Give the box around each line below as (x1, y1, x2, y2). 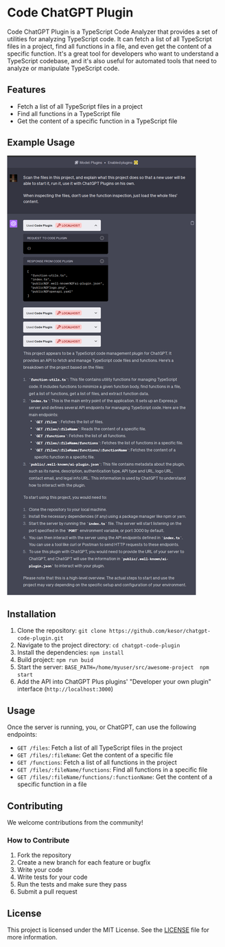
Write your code (16, 866, 63, 874)
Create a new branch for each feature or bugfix (16, 858, 151, 867)
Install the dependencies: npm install (16, 648, 124, 657)
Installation (7, 608, 56, 620)
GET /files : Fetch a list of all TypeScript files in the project (16, 744, 183, 752)
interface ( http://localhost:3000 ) (16, 685, 114, 693)
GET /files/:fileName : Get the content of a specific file (16, 751, 174, 759)
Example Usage (7, 137, 75, 148)
